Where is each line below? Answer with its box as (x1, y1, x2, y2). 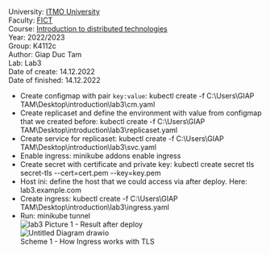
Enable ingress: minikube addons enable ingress (19, 151, 181, 160)
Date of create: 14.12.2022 (8, 67, 95, 76)
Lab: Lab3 (8, 58, 42, 68)
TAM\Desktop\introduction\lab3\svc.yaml (19, 143, 157, 152)
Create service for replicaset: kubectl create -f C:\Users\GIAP (19, 134, 224, 144)
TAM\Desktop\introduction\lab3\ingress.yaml (19, 202, 169, 212)
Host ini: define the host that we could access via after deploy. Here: (19, 177, 247, 186)
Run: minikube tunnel (19, 211, 91, 220)
